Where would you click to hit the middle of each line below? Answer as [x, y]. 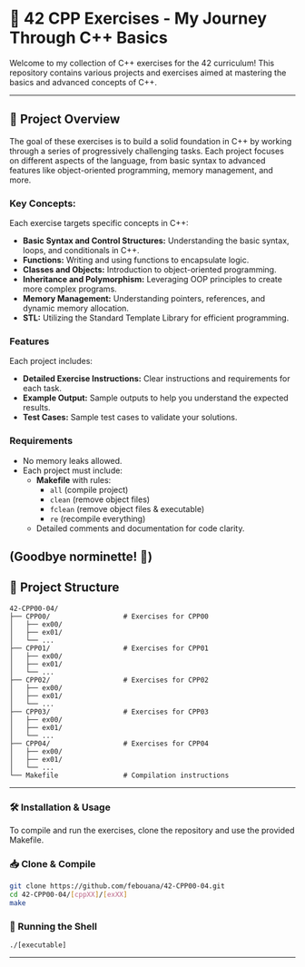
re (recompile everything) [98, 518]
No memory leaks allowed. [72, 460]
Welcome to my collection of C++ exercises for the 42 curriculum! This [142, 63]
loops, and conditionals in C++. [81, 251]
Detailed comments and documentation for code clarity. [140, 528]
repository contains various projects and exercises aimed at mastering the [148, 73]
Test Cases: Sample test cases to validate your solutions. [130, 418]
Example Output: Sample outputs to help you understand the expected [155, 398]
